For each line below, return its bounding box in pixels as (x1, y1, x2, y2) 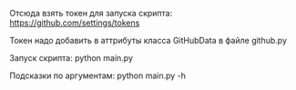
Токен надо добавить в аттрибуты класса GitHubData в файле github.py (9, 35, 288, 45)
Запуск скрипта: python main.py (9, 53, 134, 63)
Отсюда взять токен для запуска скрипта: (9, 8, 173, 18)
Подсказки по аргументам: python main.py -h (9, 70, 187, 81)
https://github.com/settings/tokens (9, 17, 140, 28)
